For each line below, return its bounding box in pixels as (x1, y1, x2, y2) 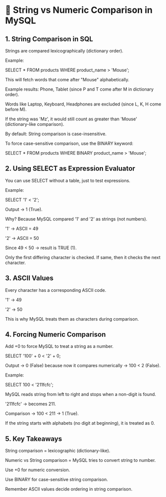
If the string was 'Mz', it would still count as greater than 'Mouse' (5, 116, 137, 122)
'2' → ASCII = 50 (5, 235, 39, 241)
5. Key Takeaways (5, 435, 62, 443)
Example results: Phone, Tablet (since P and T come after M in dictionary (5, 86, 154, 92)
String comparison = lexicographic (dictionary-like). (5, 448, 111, 454)
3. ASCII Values (5, 274, 54, 282)
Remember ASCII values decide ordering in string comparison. (5, 486, 133, 492)
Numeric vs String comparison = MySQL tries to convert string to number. (5, 457, 156, 463)
